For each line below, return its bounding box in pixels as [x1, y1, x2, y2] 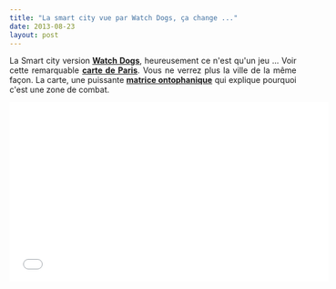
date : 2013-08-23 [9, 22, 76, 31]
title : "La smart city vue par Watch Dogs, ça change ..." [9, 13, 239, 23]
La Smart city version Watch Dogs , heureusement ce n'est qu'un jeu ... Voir [9, 56, 297, 67]
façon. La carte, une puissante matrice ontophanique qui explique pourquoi [9, 75, 297, 86]
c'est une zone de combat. [9, 84, 110, 96]
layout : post [9, 30, 59, 39]
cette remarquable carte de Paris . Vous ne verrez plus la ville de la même [9, 65, 298, 76]
